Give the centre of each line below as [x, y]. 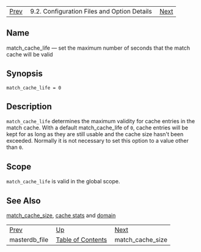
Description [29, 107]
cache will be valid [30, 54]
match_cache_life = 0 [34, 88]
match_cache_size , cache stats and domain [61, 216]
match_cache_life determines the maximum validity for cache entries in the [101, 121]
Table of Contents [82, 240]
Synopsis [24, 74]
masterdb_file [29, 240]
